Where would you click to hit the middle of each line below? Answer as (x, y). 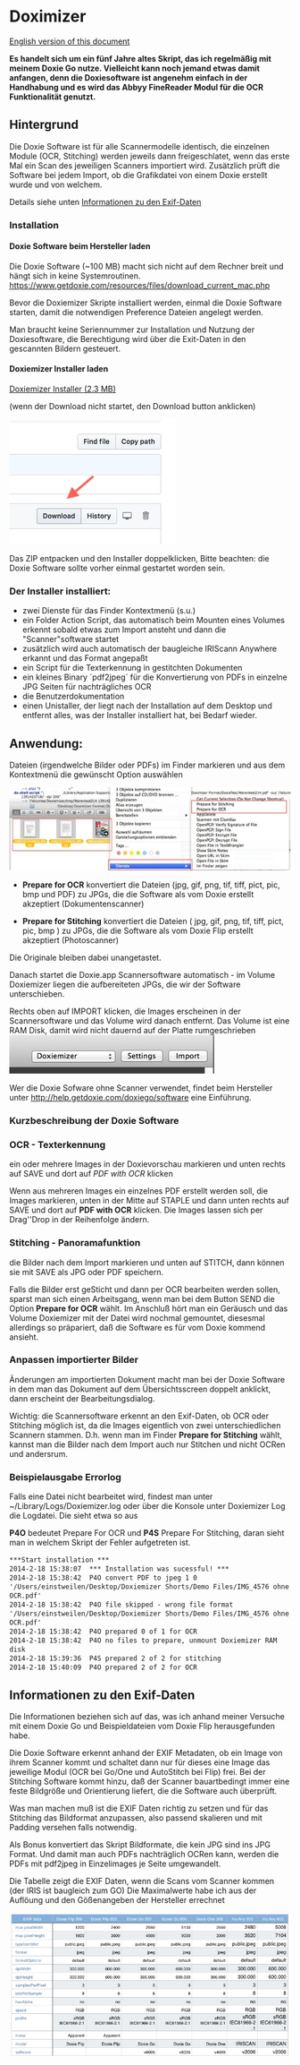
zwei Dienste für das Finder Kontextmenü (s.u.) (109, 611)
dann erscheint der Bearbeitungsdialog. (82, 1398)
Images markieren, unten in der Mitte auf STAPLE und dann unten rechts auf (150, 1201)
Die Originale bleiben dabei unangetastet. (86, 958)
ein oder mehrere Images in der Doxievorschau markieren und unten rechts (147, 1164)
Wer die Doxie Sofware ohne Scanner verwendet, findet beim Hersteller (141, 1088)
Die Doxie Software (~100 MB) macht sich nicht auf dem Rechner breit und (146, 266)
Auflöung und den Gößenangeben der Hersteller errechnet (117, 1899)
